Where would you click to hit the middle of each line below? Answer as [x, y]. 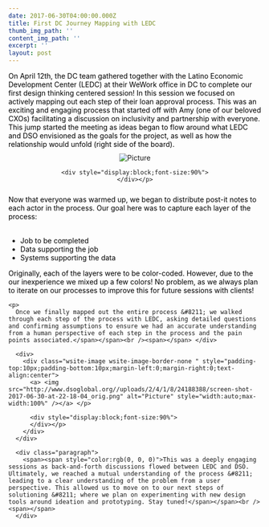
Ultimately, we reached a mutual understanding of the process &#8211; [130, 474]
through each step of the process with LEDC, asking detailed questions [132, 319]
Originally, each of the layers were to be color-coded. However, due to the [131, 273]
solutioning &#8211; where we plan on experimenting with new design [127, 495]
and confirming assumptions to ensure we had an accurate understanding [132, 326]
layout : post [30, 53]
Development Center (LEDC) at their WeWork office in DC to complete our [130, 84]
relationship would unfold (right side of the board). [92, 144]
